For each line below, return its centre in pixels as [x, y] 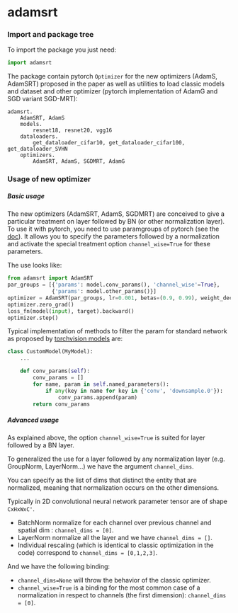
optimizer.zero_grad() [41, 304]
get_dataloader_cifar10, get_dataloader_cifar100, [109, 143]
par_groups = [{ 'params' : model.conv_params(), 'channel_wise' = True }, [114, 285]
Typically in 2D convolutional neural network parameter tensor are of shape [118, 502]
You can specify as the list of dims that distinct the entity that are [102, 480]
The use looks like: [35, 265]
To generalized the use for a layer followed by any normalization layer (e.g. [116, 459]
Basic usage [26, 196]
